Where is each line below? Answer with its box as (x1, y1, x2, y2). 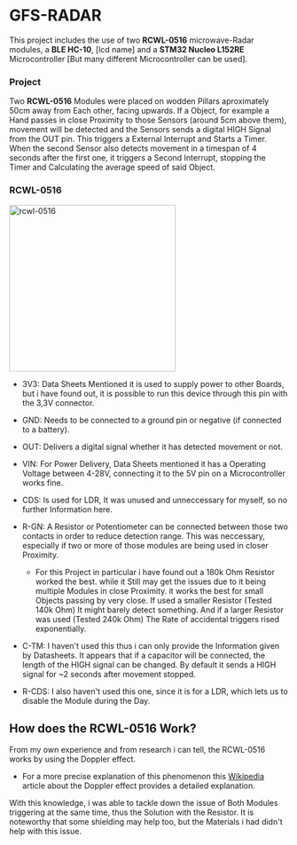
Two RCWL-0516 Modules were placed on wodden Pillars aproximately (9, 96, 270, 107)
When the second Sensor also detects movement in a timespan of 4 (9, 143, 257, 154)
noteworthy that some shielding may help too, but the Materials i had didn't (9, 817, 283, 827)
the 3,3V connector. (21, 397, 95, 408)
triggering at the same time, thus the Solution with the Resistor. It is (9, 807, 254, 817)
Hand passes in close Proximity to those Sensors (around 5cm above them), (9, 115, 287, 125)
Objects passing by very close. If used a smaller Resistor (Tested (35, 595, 272, 605)
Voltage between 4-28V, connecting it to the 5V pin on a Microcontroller (21, 468, 286, 478)
